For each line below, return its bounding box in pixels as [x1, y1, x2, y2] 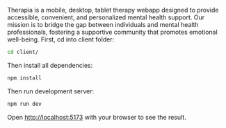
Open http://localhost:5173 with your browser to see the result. [7, 113, 186, 121]
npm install [7, 74, 42, 82]
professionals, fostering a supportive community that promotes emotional [7, 28, 218, 36]
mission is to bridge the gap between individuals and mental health [7, 21, 200, 28]
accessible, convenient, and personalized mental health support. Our [7, 13, 205, 21]
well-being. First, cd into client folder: [7, 35, 115, 44]
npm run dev [7, 100, 42, 107]
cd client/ [7, 48, 39, 55]
